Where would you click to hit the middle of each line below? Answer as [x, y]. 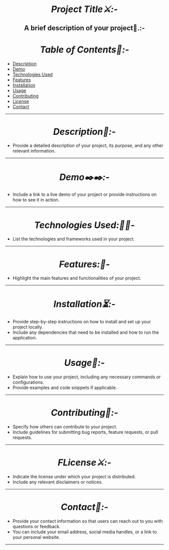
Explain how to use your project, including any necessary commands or [87, 377]
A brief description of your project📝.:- [84, 28]
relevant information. [34, 151]
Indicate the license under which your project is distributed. [74, 477]
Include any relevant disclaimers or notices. [58, 482]
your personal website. [36, 537]
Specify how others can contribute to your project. [65, 427]
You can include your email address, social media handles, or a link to [84, 532]
